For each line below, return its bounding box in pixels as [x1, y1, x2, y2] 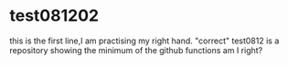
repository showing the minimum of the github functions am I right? [9, 44, 263, 55]
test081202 [9, 5, 99, 26]
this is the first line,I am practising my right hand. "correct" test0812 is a [9, 35, 280, 46]
